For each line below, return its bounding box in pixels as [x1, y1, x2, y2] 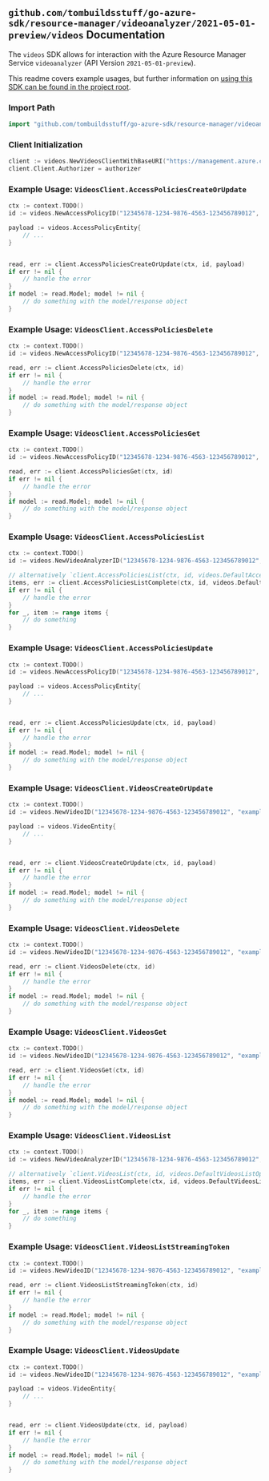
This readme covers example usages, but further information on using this [8, 73, 253, 83]
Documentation [86, 28, 166, 42]
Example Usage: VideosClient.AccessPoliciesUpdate [8, 642, 214, 654]
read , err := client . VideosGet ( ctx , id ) [8, 1066, 146, 1075]
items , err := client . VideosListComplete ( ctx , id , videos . [8, 1177, 210, 1185]
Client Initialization [8, 139, 83, 150]
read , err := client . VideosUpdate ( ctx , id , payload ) [8, 1422, 188, 1430]
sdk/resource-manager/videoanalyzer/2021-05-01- [8, 18, 256, 30]
